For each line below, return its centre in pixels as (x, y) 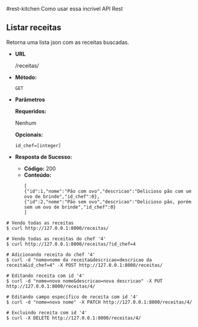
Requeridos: (31, 111)
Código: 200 (40, 168)
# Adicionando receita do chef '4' (51, 255)
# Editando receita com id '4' (45, 276)
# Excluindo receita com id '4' (47, 313)
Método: (26, 77)
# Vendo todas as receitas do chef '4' (56, 239)
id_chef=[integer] (38, 145)
